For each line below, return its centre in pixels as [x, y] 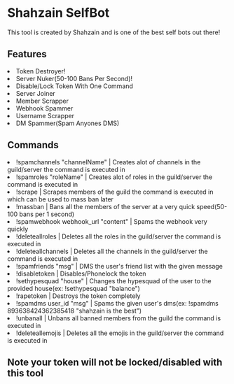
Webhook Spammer [45, 108]
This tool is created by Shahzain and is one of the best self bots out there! [114, 32]
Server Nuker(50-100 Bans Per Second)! [75, 78]
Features [27, 54]
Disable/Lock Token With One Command [75, 86]
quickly [18, 229]
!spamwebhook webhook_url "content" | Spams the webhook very [112, 221]
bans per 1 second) [47, 214]
